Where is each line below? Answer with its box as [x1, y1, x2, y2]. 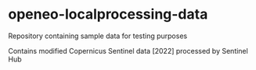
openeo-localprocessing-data [8, 5, 208, 23]
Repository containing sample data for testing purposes [8, 31, 188, 40]
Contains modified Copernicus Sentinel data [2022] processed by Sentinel [8, 46, 248, 55]
